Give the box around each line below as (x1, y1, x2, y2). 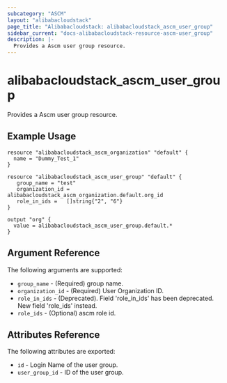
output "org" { (7, 216, 52, 223)
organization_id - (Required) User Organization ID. (17, 286, 164, 295)
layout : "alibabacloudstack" (7, 17, 92, 24)
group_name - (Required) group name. (17, 279, 124, 288)
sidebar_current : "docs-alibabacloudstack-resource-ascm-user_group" (7, 29, 214, 37)
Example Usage (7, 130, 77, 143)
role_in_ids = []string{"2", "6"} (16, 198, 123, 205)
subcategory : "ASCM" (7, 10, 68, 17)
